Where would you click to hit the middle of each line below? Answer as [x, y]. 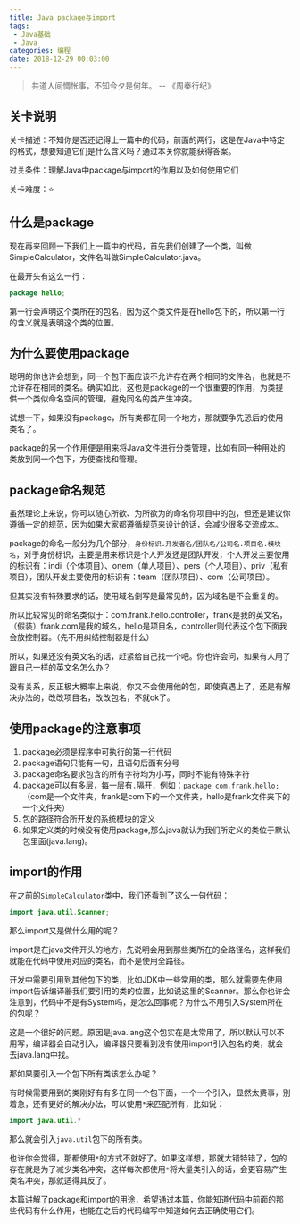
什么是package [52, 223]
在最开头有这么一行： [48, 276]
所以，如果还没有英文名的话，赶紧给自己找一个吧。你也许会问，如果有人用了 [150, 656]
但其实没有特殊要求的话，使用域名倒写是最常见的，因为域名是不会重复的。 [146, 596]
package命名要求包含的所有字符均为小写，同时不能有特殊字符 [136, 773]
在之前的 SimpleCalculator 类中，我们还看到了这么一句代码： [120, 895]
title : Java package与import [62, 17]
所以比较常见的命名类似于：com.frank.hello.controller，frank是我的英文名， [148, 615]
